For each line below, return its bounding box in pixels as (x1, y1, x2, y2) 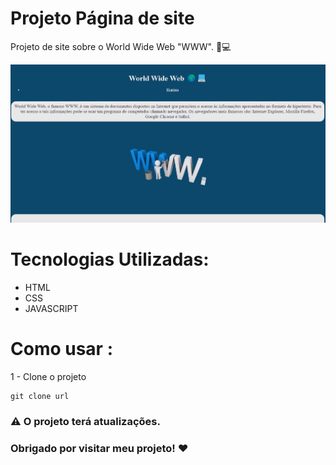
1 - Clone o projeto (10, 371, 87, 383)
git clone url (10, 392, 70, 402)
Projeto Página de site (10, 7, 195, 30)
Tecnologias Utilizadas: (10, 248, 210, 271)
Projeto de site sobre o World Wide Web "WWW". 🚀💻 (10, 40, 232, 52)
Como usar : (10, 338, 113, 361)
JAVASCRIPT (24, 303, 79, 315)
